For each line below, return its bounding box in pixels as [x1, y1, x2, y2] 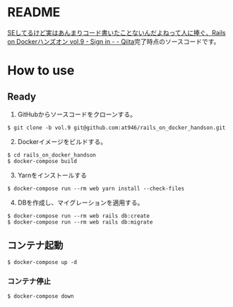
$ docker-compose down [7, 293, 74, 300]
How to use [7, 63, 75, 78]
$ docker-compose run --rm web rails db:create [7, 212, 150, 219]
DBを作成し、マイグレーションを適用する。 [17, 198, 144, 207]
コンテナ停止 [7, 276, 52, 286]
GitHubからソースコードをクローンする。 [17, 110, 137, 119]
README [7, 4, 61, 20]
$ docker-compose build [7, 157, 78, 164]
